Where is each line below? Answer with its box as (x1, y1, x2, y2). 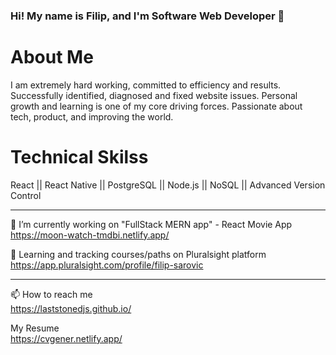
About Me (10, 46, 94, 69)
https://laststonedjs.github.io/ (10, 302, 132, 314)
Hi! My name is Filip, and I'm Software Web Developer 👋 (10, 9, 285, 23)
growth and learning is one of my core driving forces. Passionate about (10, 100, 303, 112)
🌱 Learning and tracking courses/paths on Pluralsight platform (10, 248, 267, 260)
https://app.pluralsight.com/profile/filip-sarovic (10, 259, 204, 271)
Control (10, 189, 42, 201)
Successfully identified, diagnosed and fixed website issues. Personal (10, 89, 298, 101)
